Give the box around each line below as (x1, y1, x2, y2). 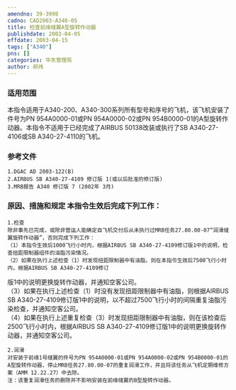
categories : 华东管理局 (7, 57, 72, 64)
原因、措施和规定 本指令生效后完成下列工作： (7, 201, 162, 211)
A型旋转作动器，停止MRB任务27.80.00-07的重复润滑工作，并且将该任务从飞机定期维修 (7, 362, 224, 369)
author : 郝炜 (7, 63, 44, 70)
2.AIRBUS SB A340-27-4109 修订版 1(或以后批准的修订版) (7, 175, 163, 183)
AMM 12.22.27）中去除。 (17, 369, 83, 377)
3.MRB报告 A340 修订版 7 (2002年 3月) (7, 183, 115, 190)
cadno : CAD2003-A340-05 (7, 17, 78, 24)
